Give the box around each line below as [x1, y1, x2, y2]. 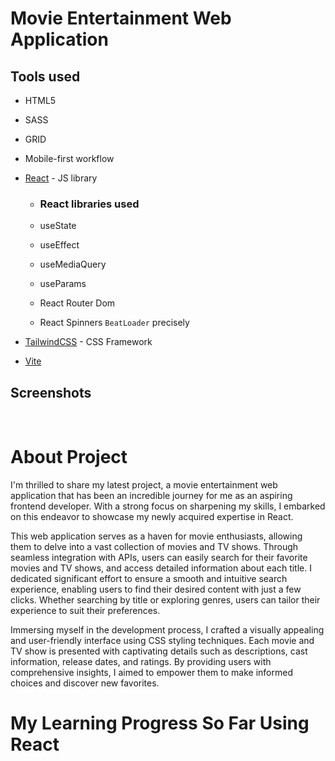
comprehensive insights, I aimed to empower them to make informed [10, 667, 294, 679]
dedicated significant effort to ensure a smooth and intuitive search [10, 573, 288, 585]
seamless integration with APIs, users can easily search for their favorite [10, 552, 308, 564]
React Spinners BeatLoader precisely [39, 317, 190, 329]
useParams [39, 278, 87, 290]
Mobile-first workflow [24, 153, 115, 164]
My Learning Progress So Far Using [10, 712, 310, 735]
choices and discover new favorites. [10, 677, 160, 689]
